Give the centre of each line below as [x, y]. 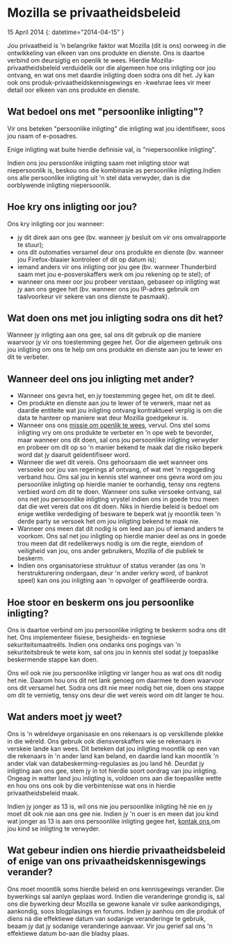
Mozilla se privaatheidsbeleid [94, 13]
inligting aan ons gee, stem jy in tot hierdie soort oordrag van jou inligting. [112, 771]
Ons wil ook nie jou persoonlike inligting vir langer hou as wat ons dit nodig [114, 673]
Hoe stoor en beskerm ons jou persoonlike [101, 602]
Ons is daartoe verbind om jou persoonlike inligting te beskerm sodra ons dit [116, 630]
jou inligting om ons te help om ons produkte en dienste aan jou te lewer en [115, 350]
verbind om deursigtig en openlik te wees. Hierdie [79, 60]
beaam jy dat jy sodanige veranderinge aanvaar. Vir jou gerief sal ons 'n [110, 926]
